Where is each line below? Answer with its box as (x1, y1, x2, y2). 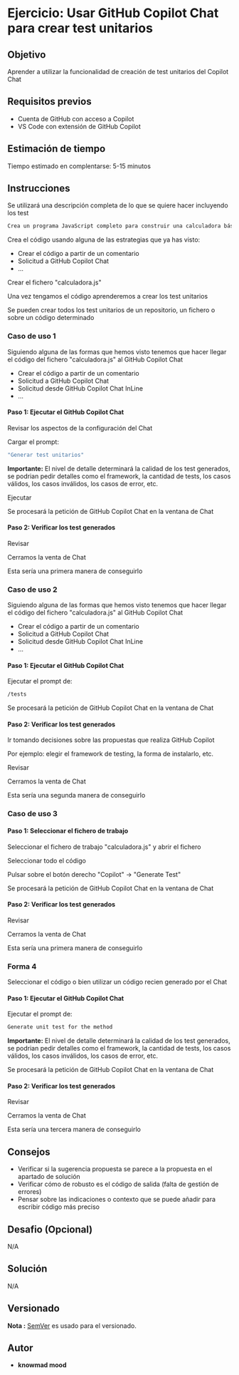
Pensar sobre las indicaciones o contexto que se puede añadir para (17, 1195, 216, 1204)
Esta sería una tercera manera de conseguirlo (7, 1125, 141, 1134)
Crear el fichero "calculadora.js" (7, 278, 102, 287)
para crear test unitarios (7, 20, 153, 36)
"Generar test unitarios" (7, 451, 84, 458)
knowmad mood (17, 1361, 67, 1369)
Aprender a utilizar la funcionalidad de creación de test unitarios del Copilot (7, 68, 229, 76)
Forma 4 (7, 961, 37, 971)
